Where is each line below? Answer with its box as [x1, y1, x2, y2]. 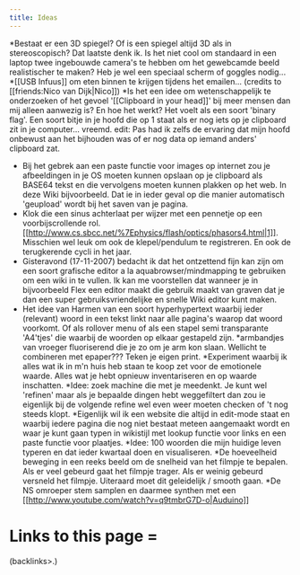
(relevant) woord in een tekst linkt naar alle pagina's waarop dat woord [21, 313, 283, 323]
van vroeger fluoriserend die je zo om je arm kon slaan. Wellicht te [21, 341, 267, 352]
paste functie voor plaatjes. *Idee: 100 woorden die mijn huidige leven [21, 437, 282, 447]
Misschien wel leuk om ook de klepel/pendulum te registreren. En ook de [21, 236, 291, 247]
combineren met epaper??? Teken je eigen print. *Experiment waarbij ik [21, 351, 288, 362]
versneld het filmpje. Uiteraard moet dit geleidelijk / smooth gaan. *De [21, 475, 281, 486]
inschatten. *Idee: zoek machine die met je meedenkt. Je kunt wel [21, 379, 267, 391]
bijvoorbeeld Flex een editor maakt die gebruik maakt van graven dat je [21, 284, 285, 295]
